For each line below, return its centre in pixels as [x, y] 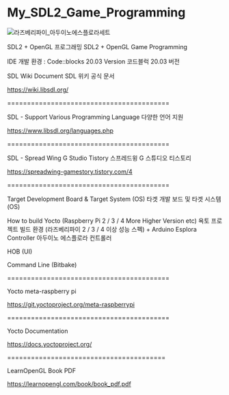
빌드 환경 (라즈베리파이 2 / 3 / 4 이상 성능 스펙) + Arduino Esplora [108, 229]
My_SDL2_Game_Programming [96, 13]
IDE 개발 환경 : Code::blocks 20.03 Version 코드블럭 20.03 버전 [93, 61]
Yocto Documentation [38, 331]
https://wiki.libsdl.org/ [38, 90]
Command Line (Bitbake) [42, 264]
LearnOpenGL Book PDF [42, 370]
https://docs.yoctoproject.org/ [50, 344]
